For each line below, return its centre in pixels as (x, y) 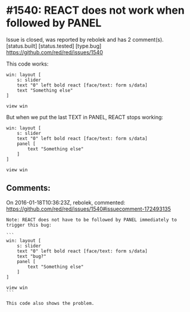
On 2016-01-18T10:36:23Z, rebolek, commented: (66, 202)
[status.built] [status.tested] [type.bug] (54, 46)
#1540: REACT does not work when (95, 10)
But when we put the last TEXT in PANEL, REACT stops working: (85, 117)
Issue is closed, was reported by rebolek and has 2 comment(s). (85, 39)
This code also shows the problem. (50, 303)
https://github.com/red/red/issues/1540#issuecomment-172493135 (89, 209)
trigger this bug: (29, 225)
